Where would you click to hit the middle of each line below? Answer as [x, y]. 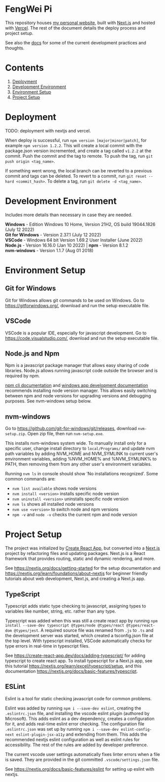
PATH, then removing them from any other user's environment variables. [78, 464]
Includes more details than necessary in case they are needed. [69, 215]
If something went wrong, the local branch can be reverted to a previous [78, 170]
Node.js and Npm [32, 353]
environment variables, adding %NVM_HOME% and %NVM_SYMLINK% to [81, 459]
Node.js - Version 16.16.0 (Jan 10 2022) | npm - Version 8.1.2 [67, 245]
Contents [25, 68]
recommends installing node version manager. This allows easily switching [81, 391]
